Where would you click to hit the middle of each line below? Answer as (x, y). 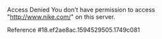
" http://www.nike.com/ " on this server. (61, 17)
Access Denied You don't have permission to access (81, 10)
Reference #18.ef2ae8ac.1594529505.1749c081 (73, 30)
